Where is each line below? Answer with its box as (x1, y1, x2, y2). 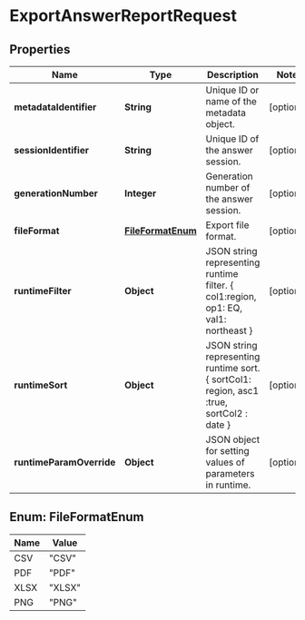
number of (205, 182, 251, 193)
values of (205, 456, 245, 468)
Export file (205, 219, 250, 231)
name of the (205, 95, 257, 107)
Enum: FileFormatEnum (9, 509, 144, 525)
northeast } (205, 324, 253, 337)
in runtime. (205, 478, 251, 491)
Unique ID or (205, 84, 260, 96)
